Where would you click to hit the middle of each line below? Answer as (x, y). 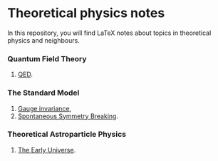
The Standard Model (43, 93)
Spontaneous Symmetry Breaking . (68, 116)
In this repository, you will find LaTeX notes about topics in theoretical (109, 33)
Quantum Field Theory (47, 58)
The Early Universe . (47, 150)
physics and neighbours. (43, 40)
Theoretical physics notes (86, 13)
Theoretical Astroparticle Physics (67, 135)
